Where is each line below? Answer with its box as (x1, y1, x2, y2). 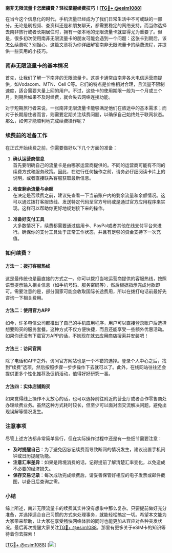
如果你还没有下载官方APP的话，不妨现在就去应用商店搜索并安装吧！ (5, 333, 149, 339)
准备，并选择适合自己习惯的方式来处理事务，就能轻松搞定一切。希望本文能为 (5, 511, 167, 518)
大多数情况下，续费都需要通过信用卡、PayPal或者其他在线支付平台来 (12, 222, 158, 228)
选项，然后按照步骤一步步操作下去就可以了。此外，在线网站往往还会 (23, 364, 166, 371)
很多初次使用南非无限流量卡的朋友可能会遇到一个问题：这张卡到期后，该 (14, 35, 167, 41)
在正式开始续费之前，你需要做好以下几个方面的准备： (5, 144, 118, 151)
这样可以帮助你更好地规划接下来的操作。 (21, 205, 107, 211)
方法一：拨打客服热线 (5, 263, 50, 269)
